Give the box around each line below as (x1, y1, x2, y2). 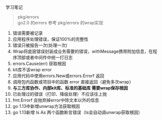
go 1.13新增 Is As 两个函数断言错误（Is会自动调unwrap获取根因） (12, 109, 143, 115)
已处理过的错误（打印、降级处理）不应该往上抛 (12, 91, 107, 97)
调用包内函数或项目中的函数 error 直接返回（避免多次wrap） (12, 79, 134, 84)
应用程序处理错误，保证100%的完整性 (12, 36, 88, 42)
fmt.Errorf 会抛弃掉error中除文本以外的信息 (12, 97, 100, 103)
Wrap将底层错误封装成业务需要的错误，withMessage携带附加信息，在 (12, 48, 153, 54)
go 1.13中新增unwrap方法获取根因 (12, 103, 80, 109)
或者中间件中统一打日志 (25, 55, 73, 60)
